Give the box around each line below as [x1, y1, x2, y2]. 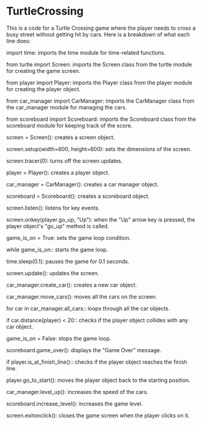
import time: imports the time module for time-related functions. [6, 49, 166, 56]
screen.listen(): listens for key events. [6, 204, 100, 211]
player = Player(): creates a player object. [6, 169, 110, 176]
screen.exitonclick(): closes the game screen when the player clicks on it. [6, 412, 190, 419]
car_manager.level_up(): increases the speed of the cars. [6, 388, 149, 395]
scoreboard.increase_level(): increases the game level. [6, 399, 143, 407]
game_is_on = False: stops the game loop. [6, 335, 112, 342]
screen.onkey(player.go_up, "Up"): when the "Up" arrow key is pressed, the [6, 216, 195, 223]
